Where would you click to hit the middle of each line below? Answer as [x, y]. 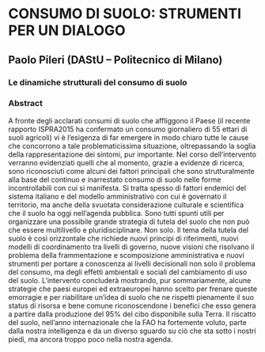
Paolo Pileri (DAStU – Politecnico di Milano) [115, 60]
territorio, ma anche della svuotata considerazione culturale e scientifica [126, 204]
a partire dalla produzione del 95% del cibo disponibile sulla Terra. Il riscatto [132, 314]
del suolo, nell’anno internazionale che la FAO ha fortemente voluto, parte [127, 322]
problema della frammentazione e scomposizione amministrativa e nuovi [127, 255]
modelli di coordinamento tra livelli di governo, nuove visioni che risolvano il [131, 247]
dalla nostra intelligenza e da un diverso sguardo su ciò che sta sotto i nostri [132, 331]
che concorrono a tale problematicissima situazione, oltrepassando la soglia [132, 146]
